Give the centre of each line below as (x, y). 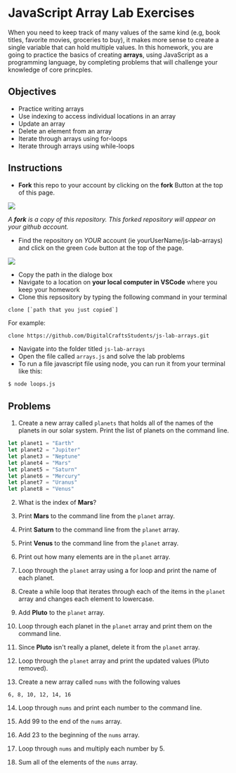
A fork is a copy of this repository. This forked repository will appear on (112, 219)
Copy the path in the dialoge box (65, 275)
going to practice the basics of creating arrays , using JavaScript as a (108, 55)
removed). (33, 668)
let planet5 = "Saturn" (43, 469)
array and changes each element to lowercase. (86, 599)
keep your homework (49, 289)
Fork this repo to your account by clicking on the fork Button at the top (120, 185)
